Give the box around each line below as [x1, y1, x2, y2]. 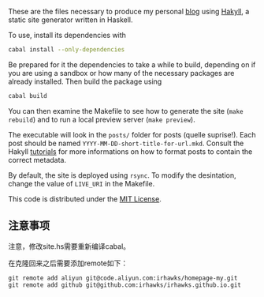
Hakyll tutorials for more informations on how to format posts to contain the [8, 146, 253, 156]
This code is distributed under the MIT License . [8, 194, 162, 204]
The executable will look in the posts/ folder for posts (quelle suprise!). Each [8, 130, 256, 139]
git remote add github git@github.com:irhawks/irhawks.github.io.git [8, 280, 242, 289]
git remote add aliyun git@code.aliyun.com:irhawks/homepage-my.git [8, 274, 238, 282]
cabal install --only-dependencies [8, 46, 125, 54]
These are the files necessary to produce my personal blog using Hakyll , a [8, 7, 250, 16]
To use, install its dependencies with [8, 31, 126, 39]
